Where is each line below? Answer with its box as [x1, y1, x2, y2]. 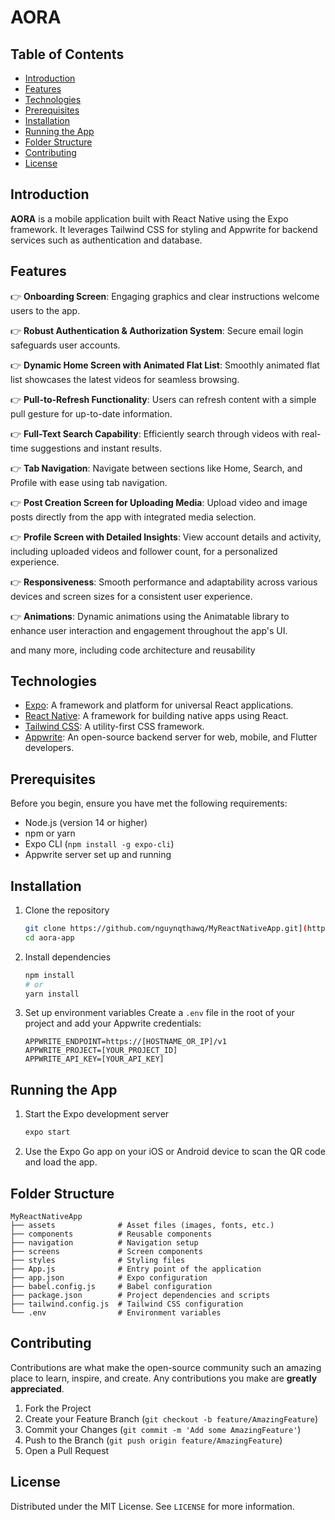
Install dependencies [24, 951, 112, 963]
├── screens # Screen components [10, 1246, 203, 1256]
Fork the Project [24, 1402, 92, 1414]
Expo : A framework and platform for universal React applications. [24, 699, 294, 711]
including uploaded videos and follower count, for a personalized [10, 545, 278, 557]
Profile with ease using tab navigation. [10, 476, 168, 488]
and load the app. [24, 1156, 98, 1168]
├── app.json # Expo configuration [10, 1272, 208, 1283]
